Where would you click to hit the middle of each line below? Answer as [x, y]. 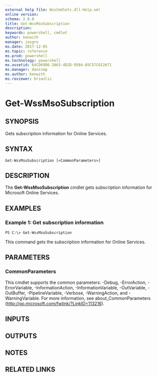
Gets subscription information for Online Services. [56, 133]
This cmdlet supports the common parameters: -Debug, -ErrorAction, [76, 282]
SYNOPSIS [22, 122]
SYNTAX [19, 149]
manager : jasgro [22, 42]
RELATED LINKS [30, 370]
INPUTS [17, 319]
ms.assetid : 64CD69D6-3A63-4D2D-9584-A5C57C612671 [58, 65]
